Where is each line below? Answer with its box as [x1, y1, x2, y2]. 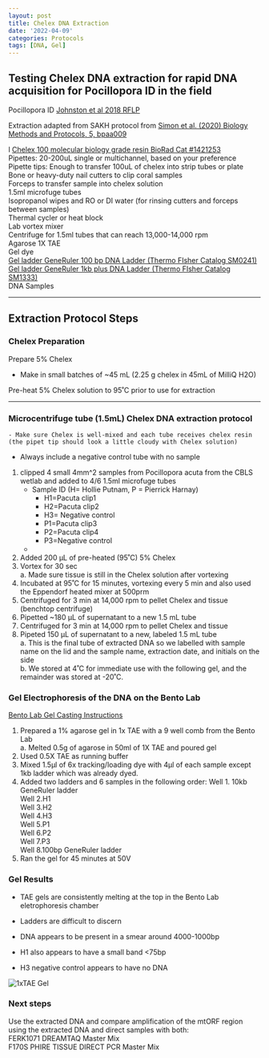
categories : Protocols [8, 34, 84, 43]
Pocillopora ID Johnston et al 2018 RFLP [8, 105, 140, 115]
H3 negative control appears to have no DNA [19, 963, 168, 972]
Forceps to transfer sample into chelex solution [8, 178, 163, 188]
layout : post [8, 11, 52, 20]
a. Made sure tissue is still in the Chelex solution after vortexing [19, 570, 229, 579]
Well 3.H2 [19, 803, 53, 813]
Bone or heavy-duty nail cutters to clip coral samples [8, 170, 183, 180]
